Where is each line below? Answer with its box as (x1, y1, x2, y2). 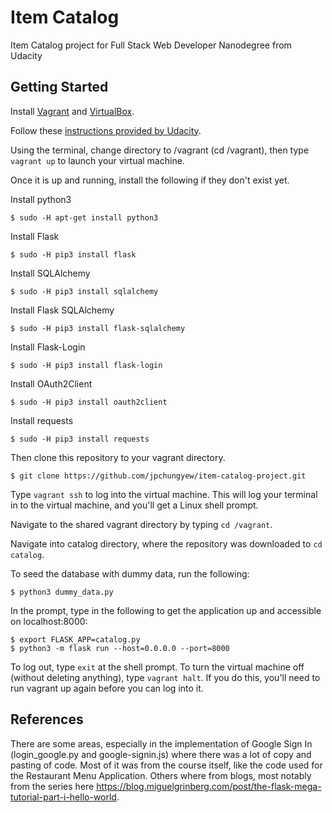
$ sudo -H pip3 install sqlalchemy (10, 286, 159, 296)
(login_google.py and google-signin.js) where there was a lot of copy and (10, 748, 312, 760)
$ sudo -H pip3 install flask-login (10, 360, 163, 370)
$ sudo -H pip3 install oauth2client (10, 397, 168, 407)
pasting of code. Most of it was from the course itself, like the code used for (10, 759, 323, 771)
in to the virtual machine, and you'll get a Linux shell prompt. (10, 499, 259, 511)
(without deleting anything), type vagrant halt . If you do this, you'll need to (10, 671, 321, 683)
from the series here (10, 780, 95, 792)
